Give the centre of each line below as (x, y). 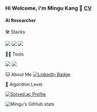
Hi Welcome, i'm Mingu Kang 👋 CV (48, 8)
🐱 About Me (19, 75)
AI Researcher (21, 20)
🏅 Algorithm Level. (24, 85)
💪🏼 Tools (14, 54)
